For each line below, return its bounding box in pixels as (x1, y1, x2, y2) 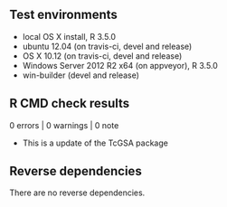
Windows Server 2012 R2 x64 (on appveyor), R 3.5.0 (22, 60, 219, 71)
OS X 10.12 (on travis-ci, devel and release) (22, 50, 183, 61)
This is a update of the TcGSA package (22, 137, 169, 148)
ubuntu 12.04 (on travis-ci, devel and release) (22, 41, 193, 52)
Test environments (9, 7, 118, 23)
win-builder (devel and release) (22, 70, 140, 80)
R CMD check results (9, 96, 130, 111)
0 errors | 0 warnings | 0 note (9, 119, 119, 130)
